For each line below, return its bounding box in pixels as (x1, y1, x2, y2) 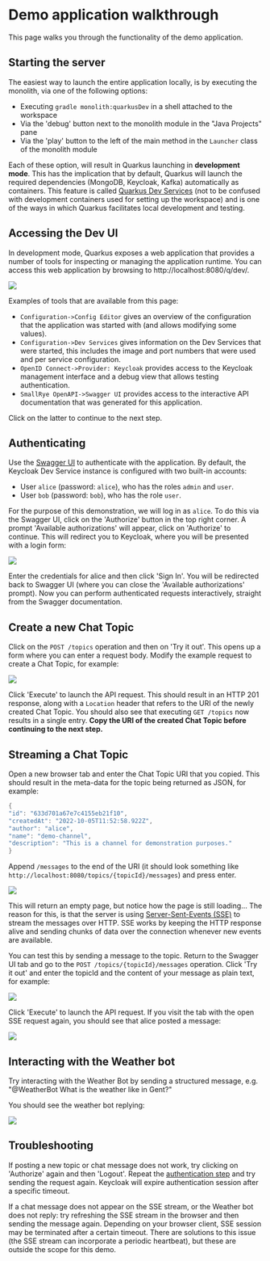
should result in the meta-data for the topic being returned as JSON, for (8, 778, 247, 787)
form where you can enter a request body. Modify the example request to (8, 650, 252, 660)
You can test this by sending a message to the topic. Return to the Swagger (8, 951, 260, 960)
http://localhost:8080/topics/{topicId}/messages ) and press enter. (8, 870, 237, 880)
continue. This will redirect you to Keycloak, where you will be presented (8, 532, 249, 542)
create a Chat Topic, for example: (8, 659, 119, 669)
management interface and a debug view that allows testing (19, 372, 219, 381)
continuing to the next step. (8, 725, 103, 734)
